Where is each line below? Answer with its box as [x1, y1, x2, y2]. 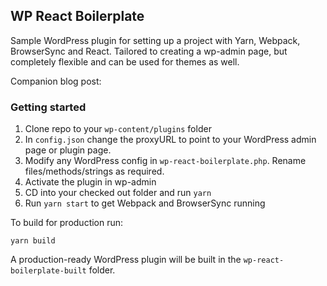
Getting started [10, 100, 87, 114]
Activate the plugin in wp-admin [24, 176, 157, 188]
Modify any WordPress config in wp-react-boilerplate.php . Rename [24, 155, 307, 167]
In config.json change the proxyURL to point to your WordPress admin [24, 134, 317, 146]
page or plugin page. [24, 144, 112, 156]
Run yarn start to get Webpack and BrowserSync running [24, 197, 266, 209]
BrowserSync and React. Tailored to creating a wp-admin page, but [10, 45, 288, 57]
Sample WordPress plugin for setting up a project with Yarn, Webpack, [10, 34, 301, 46]
